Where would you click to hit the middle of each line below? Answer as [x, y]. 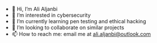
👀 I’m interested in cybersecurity [51, 15]
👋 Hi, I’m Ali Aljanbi [35, 9]
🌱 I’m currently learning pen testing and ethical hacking [79, 21]
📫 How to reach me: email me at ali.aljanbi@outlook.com [81, 34]
